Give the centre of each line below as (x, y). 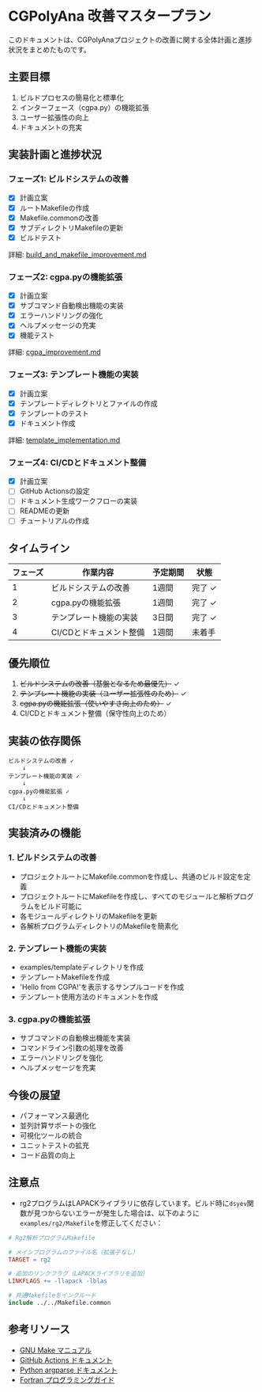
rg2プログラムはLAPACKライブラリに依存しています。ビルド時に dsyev (133, 1203)
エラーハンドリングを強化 (61, 1058)
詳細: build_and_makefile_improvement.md (78, 254)
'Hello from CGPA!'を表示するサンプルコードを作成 (102, 987)
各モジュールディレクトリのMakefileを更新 (88, 916)
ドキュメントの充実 (51, 127)
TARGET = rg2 (30, 1260)
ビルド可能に (62, 906)
